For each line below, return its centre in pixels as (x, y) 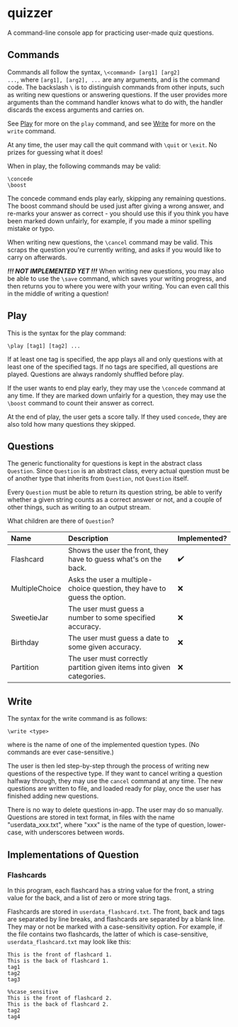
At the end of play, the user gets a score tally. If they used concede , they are (117, 417)
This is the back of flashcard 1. (58, 961)
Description (88, 539)
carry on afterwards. (37, 257)
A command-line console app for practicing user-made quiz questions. (111, 33)
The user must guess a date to (119, 638)
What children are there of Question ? (61, 521)
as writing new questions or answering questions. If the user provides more (118, 94)
